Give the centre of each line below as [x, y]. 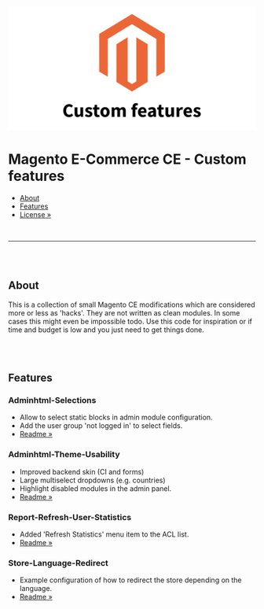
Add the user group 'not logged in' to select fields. [101, 426]
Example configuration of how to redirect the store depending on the [130, 580]
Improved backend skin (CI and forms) [82, 471]
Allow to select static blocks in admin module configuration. [116, 417]
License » [35, 214]
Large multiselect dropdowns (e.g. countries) [93, 480]
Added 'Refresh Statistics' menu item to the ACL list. [104, 534]
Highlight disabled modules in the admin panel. [95, 488]
